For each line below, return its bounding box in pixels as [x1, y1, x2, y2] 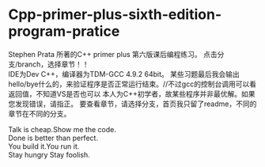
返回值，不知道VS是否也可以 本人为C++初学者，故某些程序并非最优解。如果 [8, 89, 256, 98]
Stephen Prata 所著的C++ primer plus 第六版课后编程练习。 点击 [8, 49, 218, 59]
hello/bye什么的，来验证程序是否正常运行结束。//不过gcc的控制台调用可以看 [8, 79, 257, 89]
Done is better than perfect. [8, 133, 99, 142]
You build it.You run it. [8, 141, 80, 151]
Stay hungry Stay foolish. [8, 150, 90, 159]
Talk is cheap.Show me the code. [8, 124, 116, 134]
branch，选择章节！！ [17, 59, 89, 69]
